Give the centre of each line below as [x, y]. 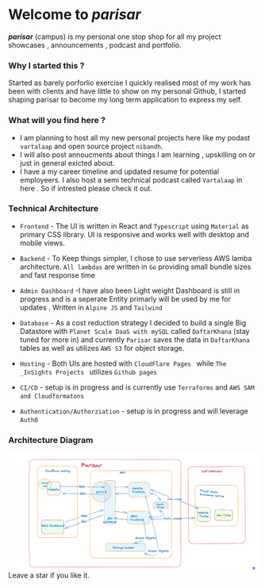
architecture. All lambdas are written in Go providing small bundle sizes [135, 267]
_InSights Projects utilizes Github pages [88, 371]
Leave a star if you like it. [49, 575]
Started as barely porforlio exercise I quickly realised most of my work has [130, 83]
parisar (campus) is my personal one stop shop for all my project [115, 37]
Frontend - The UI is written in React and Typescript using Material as [134, 226]
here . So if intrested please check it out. [86, 188]
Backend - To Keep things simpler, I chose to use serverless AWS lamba [136, 258]
